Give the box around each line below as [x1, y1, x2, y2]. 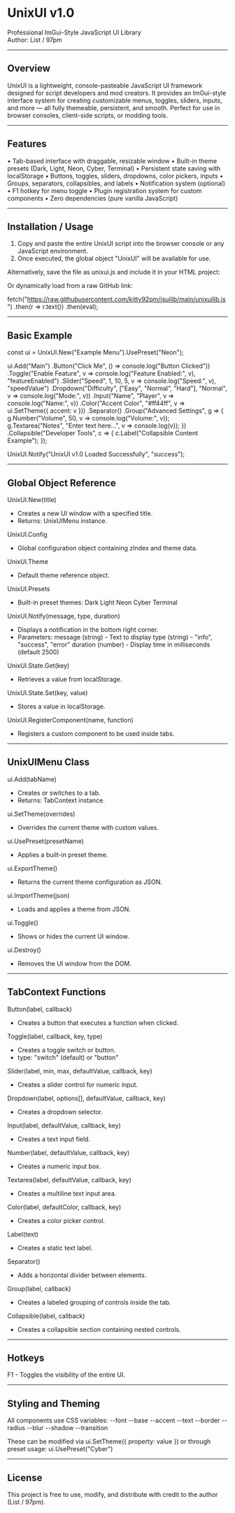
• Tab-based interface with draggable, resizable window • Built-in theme [7, 157, 218, 165]
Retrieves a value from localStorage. [17, 675, 122, 683]
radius [7, 1424, 26, 1432]
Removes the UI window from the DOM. [17, 959, 131, 967]
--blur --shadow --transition [27, 1424, 108, 1432]
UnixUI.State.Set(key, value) [7, 689, 88, 696]
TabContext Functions [7, 986, 106, 998]
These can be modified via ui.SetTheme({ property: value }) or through [7, 1437, 211, 1446]
